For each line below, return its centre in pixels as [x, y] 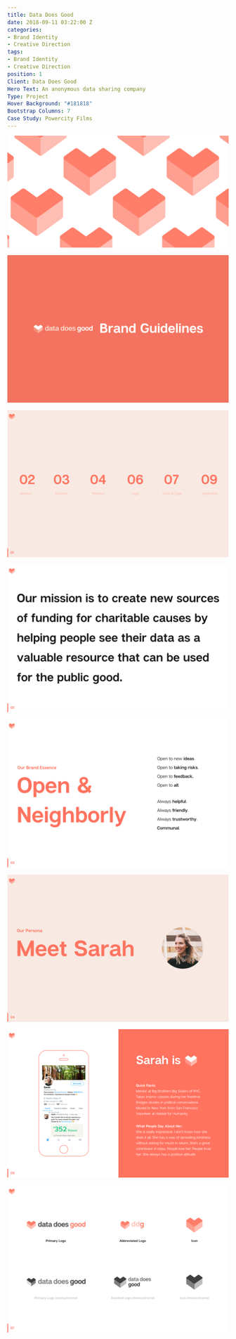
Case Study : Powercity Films [50, 119]
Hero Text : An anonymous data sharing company [77, 89]
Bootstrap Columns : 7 [39, 111]
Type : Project [28, 96]
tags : [15, 52]
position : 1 [25, 74]
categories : [25, 30]
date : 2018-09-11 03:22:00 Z [50, 22]
